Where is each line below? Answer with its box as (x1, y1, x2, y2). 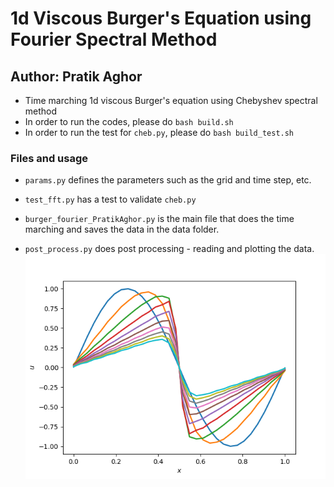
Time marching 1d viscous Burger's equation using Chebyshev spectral (24, 95, 318, 106)
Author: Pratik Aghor (10, 68, 143, 85)
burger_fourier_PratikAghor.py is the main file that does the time (24, 213, 295, 225)
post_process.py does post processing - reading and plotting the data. (24, 243, 315, 255)
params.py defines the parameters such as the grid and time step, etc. (24, 174, 312, 186)
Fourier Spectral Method (10, 28, 218, 51)
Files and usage (10, 151, 89, 165)
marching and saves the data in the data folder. (24, 223, 220, 236)
